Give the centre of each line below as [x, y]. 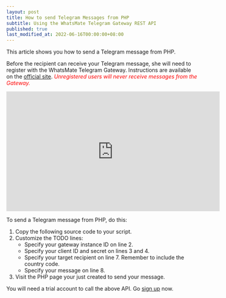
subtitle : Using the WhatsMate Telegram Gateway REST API [81, 23]
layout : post [23, 12]
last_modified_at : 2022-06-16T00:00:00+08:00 [65, 35]
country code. [42, 264]
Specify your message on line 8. [65, 271]
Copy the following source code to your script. [73, 232]
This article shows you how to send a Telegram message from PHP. [91, 52]
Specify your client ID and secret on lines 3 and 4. [87, 251]
